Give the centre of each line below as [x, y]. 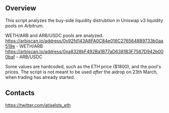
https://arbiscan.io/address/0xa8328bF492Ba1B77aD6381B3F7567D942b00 [84, 51]
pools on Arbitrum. [25, 26]
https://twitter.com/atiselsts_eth [38, 105]
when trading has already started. [40, 77]
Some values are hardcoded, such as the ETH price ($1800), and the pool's [83, 66]
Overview [21, 8]
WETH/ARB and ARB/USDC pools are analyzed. [54, 35]
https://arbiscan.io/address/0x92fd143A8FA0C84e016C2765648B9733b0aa [84, 41]
